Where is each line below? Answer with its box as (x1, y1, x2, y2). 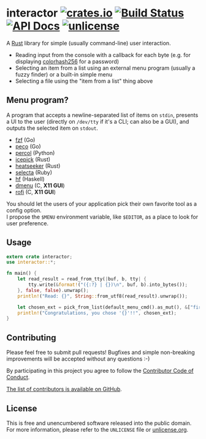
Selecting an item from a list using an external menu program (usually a (15, 64, 196, 72)
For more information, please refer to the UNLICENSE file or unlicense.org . (6, 426, 189, 433)
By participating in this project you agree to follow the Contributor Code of (6, 367, 194, 375)
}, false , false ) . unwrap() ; (17, 287, 89, 293)
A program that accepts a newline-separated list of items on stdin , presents (6, 111, 199, 119)
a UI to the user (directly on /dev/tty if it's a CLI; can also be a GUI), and (6, 118, 189, 125)
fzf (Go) (15, 136, 36, 143)
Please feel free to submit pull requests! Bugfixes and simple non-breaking (6, 349, 195, 356)
